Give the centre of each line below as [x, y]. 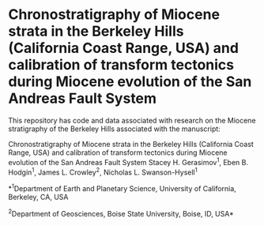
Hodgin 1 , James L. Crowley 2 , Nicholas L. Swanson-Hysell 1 [103, 171]
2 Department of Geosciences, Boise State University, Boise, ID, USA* [121, 213]
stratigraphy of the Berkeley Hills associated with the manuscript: [115, 129]
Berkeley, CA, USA [38, 197]
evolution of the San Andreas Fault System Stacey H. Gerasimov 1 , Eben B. [128, 161]
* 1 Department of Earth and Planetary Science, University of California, [123, 188]
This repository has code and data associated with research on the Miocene [132, 120]
